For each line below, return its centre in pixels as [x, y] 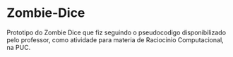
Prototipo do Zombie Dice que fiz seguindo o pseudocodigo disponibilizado [116, 32]
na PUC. [19, 47]
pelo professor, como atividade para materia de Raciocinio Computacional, [115, 39]
